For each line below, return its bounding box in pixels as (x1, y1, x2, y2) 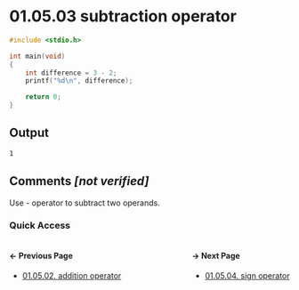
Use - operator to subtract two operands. (9, 197, 160, 208)
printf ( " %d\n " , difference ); (25, 77, 133, 85)
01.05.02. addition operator (21, 270, 122, 281)
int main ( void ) (9, 52, 66, 60)
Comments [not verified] (9, 173, 149, 189)
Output (9, 125, 49, 141)
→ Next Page (191, 251, 240, 262)
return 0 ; (25, 93, 62, 101)
